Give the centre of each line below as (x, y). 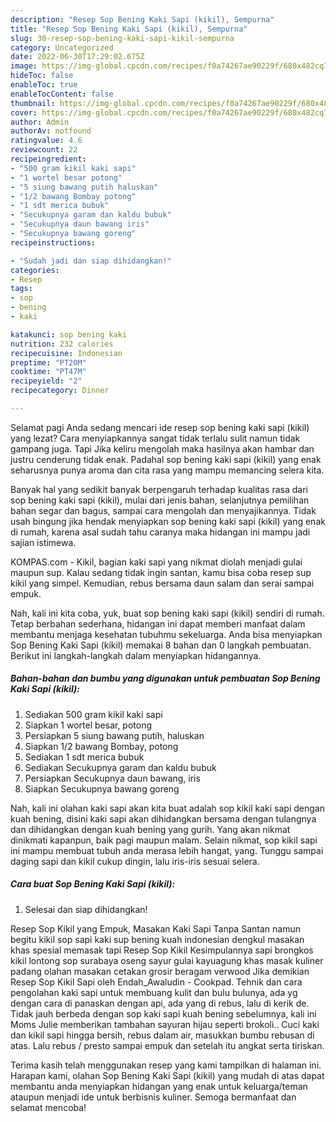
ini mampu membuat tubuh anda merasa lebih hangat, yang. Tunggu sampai (167, 850)
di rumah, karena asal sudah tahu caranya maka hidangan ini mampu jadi (160, 532)
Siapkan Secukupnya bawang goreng (102, 788)
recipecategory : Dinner (60, 391)
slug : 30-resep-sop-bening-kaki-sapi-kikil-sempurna (122, 38)
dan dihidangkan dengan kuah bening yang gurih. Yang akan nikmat (150, 829)
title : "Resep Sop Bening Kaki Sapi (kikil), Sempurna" (129, 29)
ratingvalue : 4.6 (46, 141)
